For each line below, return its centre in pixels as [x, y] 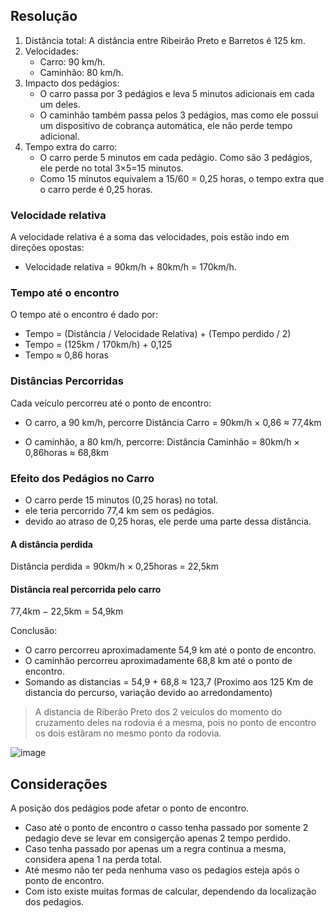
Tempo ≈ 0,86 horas [66, 355]
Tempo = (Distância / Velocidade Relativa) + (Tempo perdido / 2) [158, 334]
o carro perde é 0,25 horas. [96, 189]
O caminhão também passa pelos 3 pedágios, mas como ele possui [179, 115]
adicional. [59, 136]
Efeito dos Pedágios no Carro [82, 478]
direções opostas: [47, 248]
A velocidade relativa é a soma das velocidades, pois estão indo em [150, 237]
